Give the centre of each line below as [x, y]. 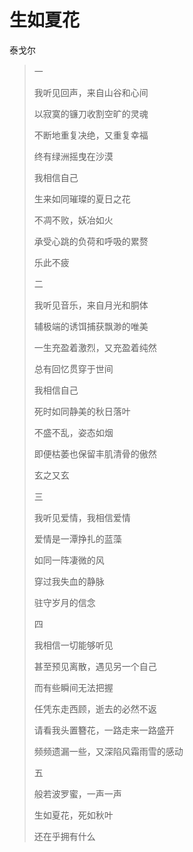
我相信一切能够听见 [73, 645]
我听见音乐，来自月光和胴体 [91, 305]
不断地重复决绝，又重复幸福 [91, 135]
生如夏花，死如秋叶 [73, 815]
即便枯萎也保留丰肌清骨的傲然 [95, 453]
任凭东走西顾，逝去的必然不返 [95, 708]
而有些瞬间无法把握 [73, 687]
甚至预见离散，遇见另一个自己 [95, 666]
